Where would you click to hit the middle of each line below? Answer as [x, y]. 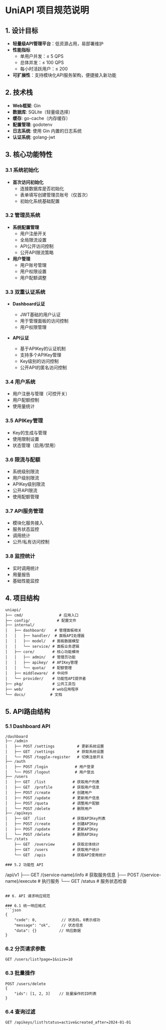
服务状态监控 [26, 529]
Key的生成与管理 [30, 433]
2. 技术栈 [19, 93]
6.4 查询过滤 [20, 1011]
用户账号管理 [33, 265]
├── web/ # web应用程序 [42, 689]
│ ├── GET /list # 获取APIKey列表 [55, 819]
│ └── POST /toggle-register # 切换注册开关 [55, 757]
